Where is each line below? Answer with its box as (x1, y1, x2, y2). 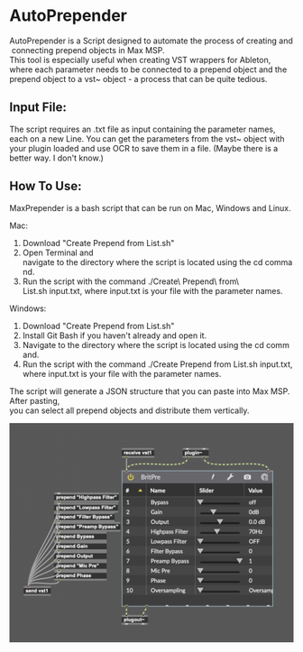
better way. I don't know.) (9, 152, 104, 163)
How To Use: (9, 179, 82, 194)
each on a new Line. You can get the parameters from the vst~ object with (9, 133, 286, 144)
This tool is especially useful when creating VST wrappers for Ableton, (9, 54, 271, 65)
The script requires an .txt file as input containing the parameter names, (9, 124, 276, 134)
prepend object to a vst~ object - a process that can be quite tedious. (9, 73, 268, 84)
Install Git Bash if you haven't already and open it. (22, 330, 207, 341)
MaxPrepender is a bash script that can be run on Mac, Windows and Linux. (9, 202, 291, 213)
